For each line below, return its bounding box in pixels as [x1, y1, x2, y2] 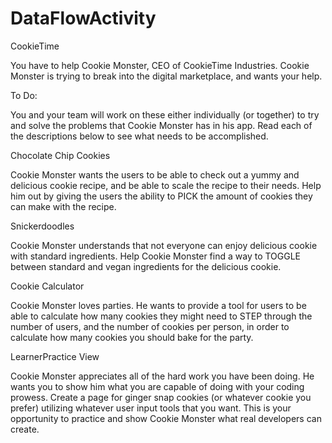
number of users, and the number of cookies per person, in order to [10, 320, 290, 332]
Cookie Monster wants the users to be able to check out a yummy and [10, 168, 300, 181]
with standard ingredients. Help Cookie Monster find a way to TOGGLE [10, 250, 302, 262]
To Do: [10, 89, 38, 101]
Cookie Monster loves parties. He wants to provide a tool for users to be [10, 299, 307, 311]
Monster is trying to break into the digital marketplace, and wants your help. [10, 70, 323, 82]
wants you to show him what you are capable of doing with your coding [10, 380, 305, 392]
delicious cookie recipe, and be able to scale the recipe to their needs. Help [10, 179, 322, 191]
